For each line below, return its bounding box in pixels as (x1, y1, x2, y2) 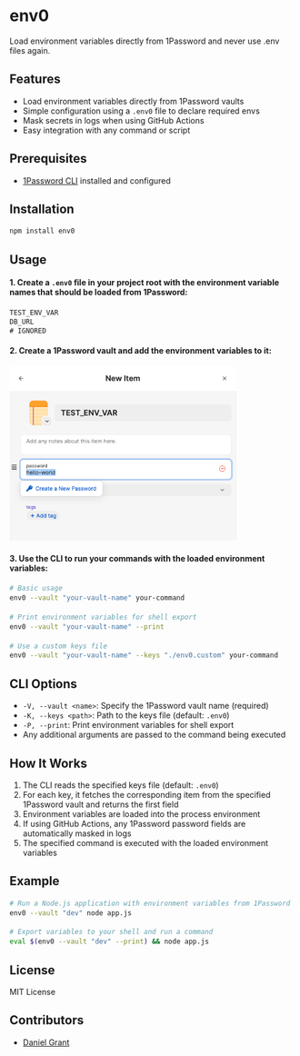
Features (9, 72, 61, 87)
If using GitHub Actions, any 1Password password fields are (22, 818, 246, 829)
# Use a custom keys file (9, 642, 107, 651)
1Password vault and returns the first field (22, 799, 179, 810)
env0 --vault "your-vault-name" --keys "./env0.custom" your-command (9, 651, 279, 660)
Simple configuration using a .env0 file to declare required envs (22, 105, 261, 116)
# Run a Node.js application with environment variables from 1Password (9, 899, 291, 908)
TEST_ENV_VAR (9, 308, 59, 317)
